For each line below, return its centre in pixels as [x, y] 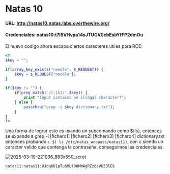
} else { [24, 102]
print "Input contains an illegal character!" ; [75, 98]
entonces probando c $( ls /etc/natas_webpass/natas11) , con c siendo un [84, 142]
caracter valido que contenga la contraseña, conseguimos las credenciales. [84, 147]
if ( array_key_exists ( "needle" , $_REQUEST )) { [54, 69]
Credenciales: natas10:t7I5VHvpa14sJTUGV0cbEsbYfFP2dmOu [74, 35]
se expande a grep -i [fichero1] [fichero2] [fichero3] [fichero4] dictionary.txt [85, 136]
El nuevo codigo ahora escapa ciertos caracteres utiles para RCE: [74, 46]
